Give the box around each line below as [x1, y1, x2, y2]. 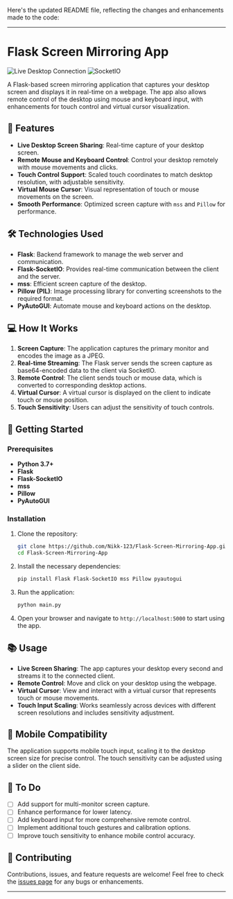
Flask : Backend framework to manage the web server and [17, 250, 184, 259]
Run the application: [17, 588, 75, 596]
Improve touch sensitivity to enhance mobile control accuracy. [17, 831, 196, 839]
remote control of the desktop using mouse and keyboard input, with [7, 95, 203, 103]
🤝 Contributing [7, 852, 72, 864]
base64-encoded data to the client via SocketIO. [17, 367, 156, 375]
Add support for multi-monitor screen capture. [17, 800, 150, 808]
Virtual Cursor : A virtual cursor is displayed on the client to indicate [17, 388, 212, 397]
